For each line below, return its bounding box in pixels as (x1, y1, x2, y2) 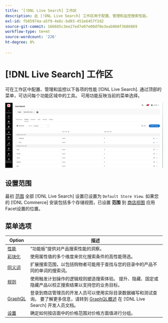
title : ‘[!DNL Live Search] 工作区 (5, 8, 77, 13)
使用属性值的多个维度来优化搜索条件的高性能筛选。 (30, 253, 136, 259)
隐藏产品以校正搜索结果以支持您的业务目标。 (30, 281, 122, 287)
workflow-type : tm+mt (5, 29, 50, 34)
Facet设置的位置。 (5, 205, 43, 212)
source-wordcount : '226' (5, 34, 57, 39)
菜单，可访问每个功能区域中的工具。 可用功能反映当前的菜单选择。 (5, 92, 142, 98)
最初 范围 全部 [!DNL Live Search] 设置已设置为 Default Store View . (5, 193, 144, 199)
